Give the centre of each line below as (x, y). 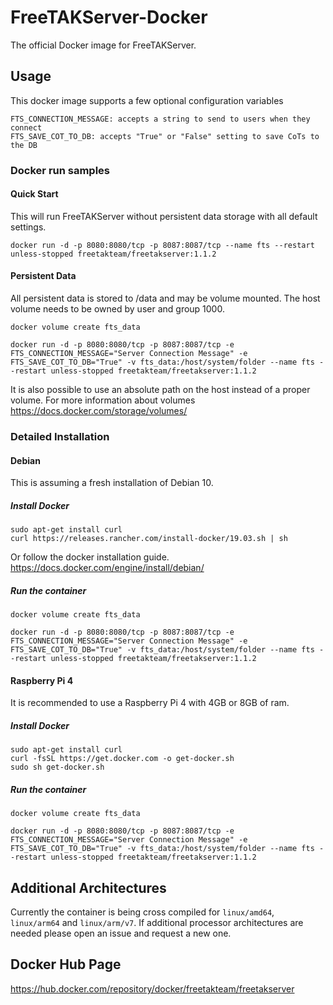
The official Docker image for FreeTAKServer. (103, 45)
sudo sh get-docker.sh (57, 767)
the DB (24, 145)
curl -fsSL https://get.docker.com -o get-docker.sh (122, 759)
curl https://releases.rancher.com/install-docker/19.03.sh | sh (149, 539)
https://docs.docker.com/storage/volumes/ (99, 411)
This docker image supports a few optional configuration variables (147, 100)
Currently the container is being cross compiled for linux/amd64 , (142, 912)
